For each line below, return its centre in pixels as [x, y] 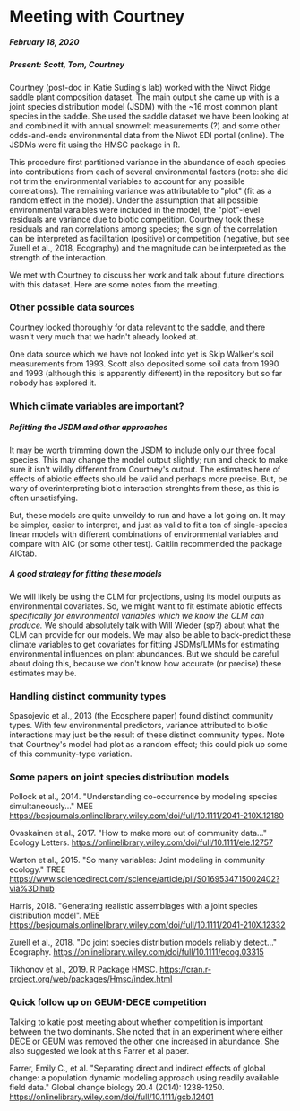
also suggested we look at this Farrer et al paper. [99, 1050]
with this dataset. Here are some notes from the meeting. [114, 284]
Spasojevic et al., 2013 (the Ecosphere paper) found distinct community [141, 715]
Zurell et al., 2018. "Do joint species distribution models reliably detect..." [143, 943]
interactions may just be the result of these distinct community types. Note [147, 735]
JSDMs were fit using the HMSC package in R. [95, 145]
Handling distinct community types [88, 696]
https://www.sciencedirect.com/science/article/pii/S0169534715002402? [145, 879]
